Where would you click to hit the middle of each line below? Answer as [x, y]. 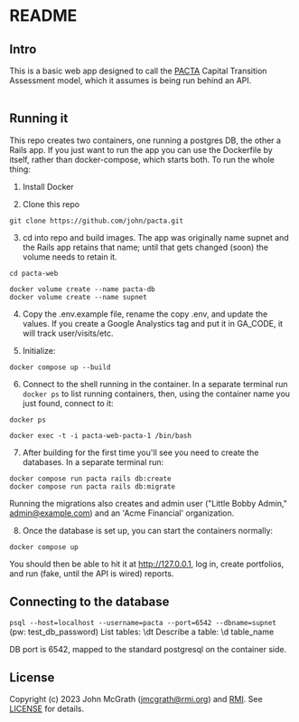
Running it [39, 119]
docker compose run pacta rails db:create [90, 479]
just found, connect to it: [68, 403]
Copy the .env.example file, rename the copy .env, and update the [145, 314]
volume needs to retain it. [70, 256]
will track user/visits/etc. [68, 333]
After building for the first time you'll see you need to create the [140, 452]
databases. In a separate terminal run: [93, 461]
